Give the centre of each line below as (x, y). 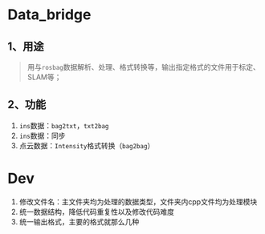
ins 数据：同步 (42, 135)
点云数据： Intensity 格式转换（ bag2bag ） (87, 145)
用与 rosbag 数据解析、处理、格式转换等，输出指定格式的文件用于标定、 (143, 67)
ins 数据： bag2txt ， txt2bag (64, 125)
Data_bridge (49, 15)
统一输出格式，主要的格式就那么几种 (79, 221)
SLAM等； (44, 77)
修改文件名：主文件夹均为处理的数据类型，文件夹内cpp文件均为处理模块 (138, 201)
